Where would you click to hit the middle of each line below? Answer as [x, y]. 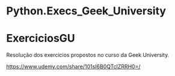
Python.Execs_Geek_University [86, 11]
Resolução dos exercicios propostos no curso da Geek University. [88, 55]
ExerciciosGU [41, 39]
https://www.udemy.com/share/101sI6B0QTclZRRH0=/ [73, 66]
